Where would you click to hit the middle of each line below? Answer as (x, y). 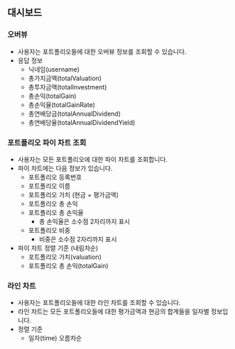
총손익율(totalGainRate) (62, 104)
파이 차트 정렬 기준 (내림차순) (58, 248)
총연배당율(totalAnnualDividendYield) (82, 122)
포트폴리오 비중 (49, 230)
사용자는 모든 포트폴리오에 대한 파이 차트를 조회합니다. (93, 159)
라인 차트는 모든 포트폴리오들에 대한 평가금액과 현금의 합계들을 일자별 (113, 311)
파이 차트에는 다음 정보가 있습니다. (65, 168)
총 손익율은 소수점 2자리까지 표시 (84, 221)
